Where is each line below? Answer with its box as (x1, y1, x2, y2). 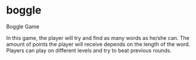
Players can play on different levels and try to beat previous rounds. (6, 46, 172, 54)
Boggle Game (6, 23, 40, 30)
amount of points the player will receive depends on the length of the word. (6, 41, 191, 48)
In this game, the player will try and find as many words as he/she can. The (6, 34, 190, 41)
